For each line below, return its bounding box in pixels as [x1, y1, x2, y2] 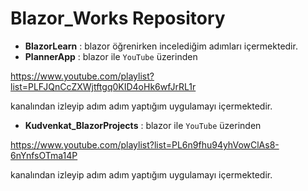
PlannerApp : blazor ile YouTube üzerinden [24, 50, 198, 62]
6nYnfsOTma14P [10, 149, 78, 161]
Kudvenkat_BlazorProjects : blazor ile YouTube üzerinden [24, 119, 262, 131]
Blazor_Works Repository [10, 7, 226, 30]
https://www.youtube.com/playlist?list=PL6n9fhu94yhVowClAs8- [10, 138, 280, 151]
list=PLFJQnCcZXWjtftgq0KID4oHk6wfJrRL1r [10, 80, 197, 92]
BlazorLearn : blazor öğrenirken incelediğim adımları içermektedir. [24, 40, 298, 52]
